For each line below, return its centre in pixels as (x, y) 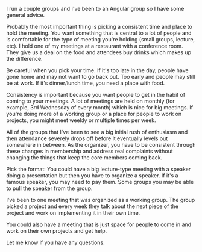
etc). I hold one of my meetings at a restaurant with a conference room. (95, 46)
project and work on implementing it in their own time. (73, 213)
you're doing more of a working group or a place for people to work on (94, 114)
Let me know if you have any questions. (55, 242)
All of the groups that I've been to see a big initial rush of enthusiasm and (97, 132)
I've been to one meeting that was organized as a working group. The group (101, 200)
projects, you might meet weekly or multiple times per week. (81, 120)
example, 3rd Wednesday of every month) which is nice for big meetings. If (100, 107)
